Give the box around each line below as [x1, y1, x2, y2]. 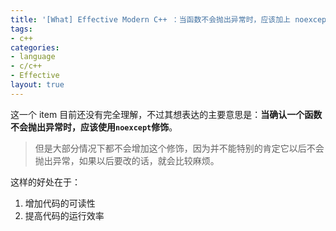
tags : [10, 24, 33, 34]
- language [10, 52, 56, 62]
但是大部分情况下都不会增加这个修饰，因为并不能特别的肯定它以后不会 [34, 142, 325, 154]
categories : [10, 42, 60, 53]
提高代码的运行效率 [24, 209, 105, 221]
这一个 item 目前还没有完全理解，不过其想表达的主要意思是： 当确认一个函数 [10, 108, 323, 120]
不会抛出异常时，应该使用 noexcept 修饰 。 [10, 121, 178, 133]
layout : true [10, 80, 65, 90]
